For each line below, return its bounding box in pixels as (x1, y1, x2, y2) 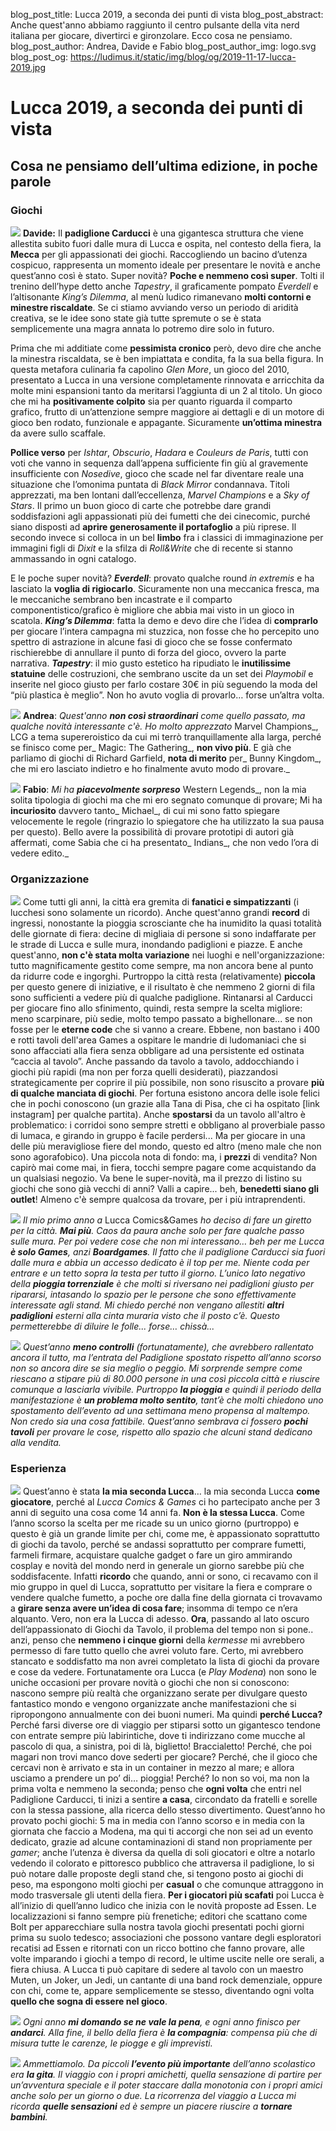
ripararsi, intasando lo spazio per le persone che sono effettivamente (10, 1289, 297, 1301)
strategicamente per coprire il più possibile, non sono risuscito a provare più (10, 1077, 325, 1089)
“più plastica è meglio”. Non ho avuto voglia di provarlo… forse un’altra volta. (10, 689, 325, 701)
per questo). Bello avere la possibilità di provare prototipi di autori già (10, 825, 295, 838)
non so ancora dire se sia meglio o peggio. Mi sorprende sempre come (10, 1362, 303, 1374)
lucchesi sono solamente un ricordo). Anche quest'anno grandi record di (10, 907, 310, 919)
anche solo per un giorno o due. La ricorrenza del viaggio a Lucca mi (10, 2090, 297, 2102)
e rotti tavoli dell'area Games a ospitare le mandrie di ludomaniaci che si (10, 1034, 307, 1046)
